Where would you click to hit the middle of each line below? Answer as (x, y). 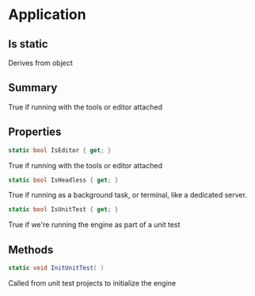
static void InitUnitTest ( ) (56, 268)
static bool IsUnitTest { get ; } (63, 210)
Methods (31, 250)
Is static (29, 44)
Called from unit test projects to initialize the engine (92, 283)
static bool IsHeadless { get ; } (63, 180)
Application (47, 15)
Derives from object (41, 63)
